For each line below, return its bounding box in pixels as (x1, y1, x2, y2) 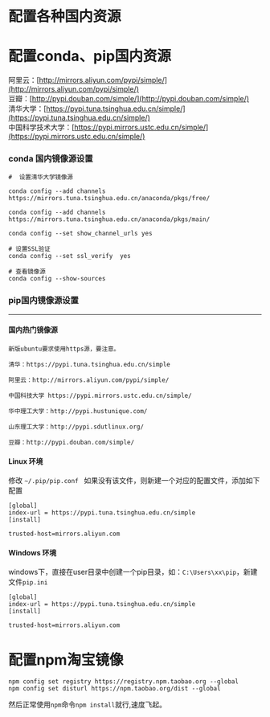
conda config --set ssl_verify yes (8, 252, 131, 260)
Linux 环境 (8, 456, 43, 466)
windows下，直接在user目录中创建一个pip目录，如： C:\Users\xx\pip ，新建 (8, 567, 258, 577)
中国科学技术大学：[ (8, 122, 75, 133)
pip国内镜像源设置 (8, 295, 79, 306)
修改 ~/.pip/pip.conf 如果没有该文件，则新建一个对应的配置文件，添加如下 (8, 476, 260, 486)
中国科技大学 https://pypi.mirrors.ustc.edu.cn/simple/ (8, 391, 192, 399)
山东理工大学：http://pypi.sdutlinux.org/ (8, 423, 145, 431)
